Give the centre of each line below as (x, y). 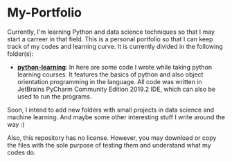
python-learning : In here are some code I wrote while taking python (115, 67)
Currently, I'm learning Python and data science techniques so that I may (111, 32)
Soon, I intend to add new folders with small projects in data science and (111, 110)
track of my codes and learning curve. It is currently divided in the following (115, 46)
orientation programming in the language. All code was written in (109, 81)
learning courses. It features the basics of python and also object (110, 74)
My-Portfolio (44, 13)
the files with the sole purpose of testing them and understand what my (109, 145)
